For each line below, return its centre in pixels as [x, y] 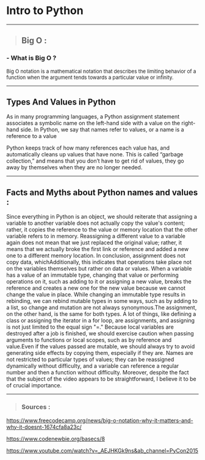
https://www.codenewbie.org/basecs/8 [56, 439]
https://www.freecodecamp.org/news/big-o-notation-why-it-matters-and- [100, 420]
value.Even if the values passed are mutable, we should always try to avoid [101, 346]
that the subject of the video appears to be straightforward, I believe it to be [101, 379]
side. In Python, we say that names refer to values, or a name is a [102, 130]
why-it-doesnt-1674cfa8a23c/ [44, 427]
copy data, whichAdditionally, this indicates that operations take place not [99, 262]
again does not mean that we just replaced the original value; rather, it [94, 243]
